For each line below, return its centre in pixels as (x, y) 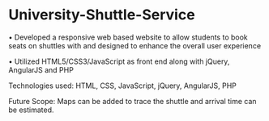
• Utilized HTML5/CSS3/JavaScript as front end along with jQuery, (119, 61)
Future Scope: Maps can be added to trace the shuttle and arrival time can (132, 101)
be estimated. (31, 110)
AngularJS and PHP (41, 69)
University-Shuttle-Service (102, 15)
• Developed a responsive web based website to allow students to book (128, 37)
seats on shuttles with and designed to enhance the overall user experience (135, 45)
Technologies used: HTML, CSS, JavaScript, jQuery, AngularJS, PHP (123, 86)
